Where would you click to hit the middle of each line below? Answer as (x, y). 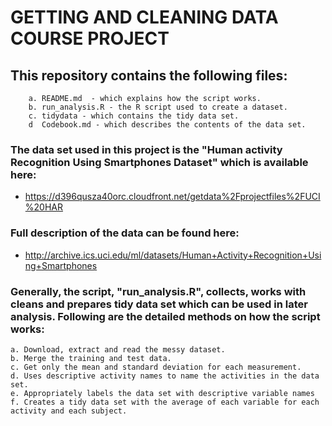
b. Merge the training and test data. (91, 358)
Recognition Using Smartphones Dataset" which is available (159, 162)
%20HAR (43, 207)
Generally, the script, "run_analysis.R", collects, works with (158, 291)
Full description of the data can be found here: (125, 233)
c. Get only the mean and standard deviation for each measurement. (156, 367)
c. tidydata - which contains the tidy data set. (134, 116)
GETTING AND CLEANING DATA (144, 17)
